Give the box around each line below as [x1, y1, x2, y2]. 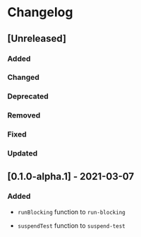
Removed [7, 110, 41, 120]
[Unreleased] [7, 33, 67, 45]
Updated [7, 149, 37, 158]
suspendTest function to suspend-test [17, 221, 125, 230]
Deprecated [7, 91, 49, 101]
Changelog [7, 4, 73, 21]
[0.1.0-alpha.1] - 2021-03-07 [7, 170, 135, 183]
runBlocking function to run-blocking [17, 207, 125, 216]
